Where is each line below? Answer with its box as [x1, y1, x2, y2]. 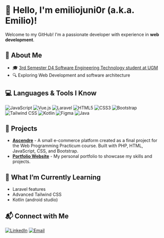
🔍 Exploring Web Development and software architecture [12, 72, 130, 78]
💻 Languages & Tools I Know [5, 89, 97, 97]
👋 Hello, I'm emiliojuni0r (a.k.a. [5, 4, 135, 16]
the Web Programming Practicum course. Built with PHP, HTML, [12, 143, 143, 149]
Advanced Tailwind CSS [12, 191, 62, 198]
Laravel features [12, 186, 46, 192]
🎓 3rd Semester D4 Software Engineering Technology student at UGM [12, 65, 158, 71]
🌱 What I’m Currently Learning [5, 173, 101, 181]
